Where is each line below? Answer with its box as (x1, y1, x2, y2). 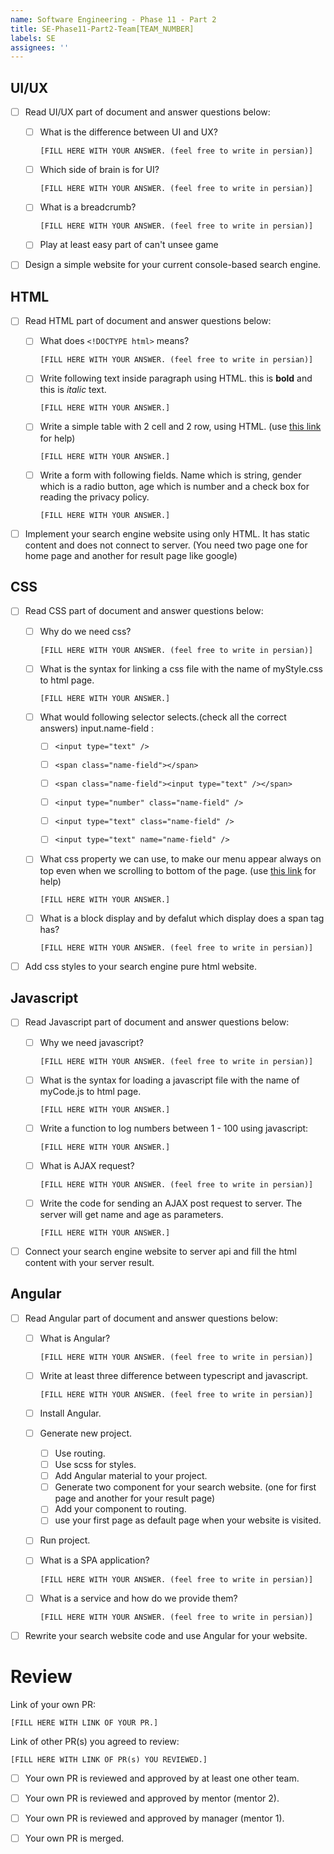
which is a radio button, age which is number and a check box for (39, 480, 310, 492)
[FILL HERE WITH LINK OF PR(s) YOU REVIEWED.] (10, 1754, 208, 1765)
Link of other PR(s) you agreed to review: (10, 1735, 180, 1747)
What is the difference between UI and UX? (39, 126, 218, 138)
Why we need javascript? (39, 1036, 144, 1048)
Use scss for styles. (54, 1459, 137, 1471)
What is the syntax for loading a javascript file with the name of (39, 1074, 300, 1086)
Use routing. (54, 1447, 106, 1460)
